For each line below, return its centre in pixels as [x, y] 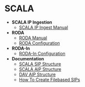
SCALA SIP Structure [40, 64]
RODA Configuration [39, 43]
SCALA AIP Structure [40, 69]
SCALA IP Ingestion [32, 22]
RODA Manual [33, 38]
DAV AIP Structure [37, 74]
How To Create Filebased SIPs [49, 80]
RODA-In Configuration [42, 53]
